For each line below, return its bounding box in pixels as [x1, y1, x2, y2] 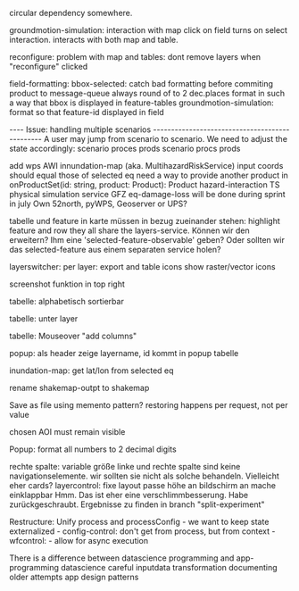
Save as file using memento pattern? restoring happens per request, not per [9, 400, 288, 410]
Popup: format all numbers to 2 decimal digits [9, 444, 177, 454]
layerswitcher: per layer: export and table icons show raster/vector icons [9, 262, 276, 271]
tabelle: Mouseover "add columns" [9, 330, 137, 341]
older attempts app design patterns [9, 571, 139, 582]
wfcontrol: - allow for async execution [9, 536, 149, 545]
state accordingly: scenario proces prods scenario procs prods [9, 143, 241, 154]
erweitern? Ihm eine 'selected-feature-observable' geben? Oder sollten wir [9, 235, 286, 245]
